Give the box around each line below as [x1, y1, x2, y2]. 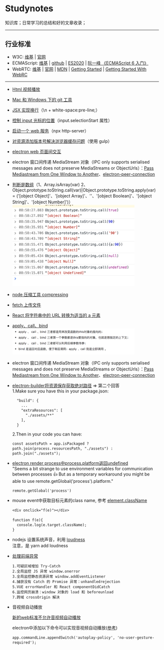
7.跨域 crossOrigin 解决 [12, 595, 60, 600]
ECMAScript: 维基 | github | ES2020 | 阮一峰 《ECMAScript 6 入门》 [12, 60, 149, 66]
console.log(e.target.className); [17, 522, 87, 528]
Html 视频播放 [12, 86, 41, 92]
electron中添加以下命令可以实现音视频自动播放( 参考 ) [12, 625, 118, 631]
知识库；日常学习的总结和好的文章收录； [5, 20, 86, 25]
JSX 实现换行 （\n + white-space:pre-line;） [12, 107, 100, 113]
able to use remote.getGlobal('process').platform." [12, 478, 114, 484]
